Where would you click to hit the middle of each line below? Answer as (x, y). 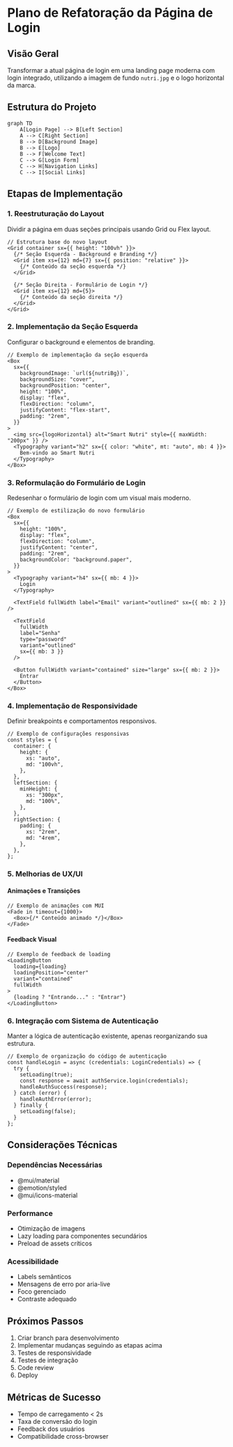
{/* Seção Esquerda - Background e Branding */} (85, 254)
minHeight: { (39, 789)
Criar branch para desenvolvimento (68, 1338)
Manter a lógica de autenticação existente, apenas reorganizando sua (107, 1036)
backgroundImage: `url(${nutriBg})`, (75, 373)
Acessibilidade (33, 1261)
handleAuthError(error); (56, 1099)
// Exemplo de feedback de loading (59, 954)
